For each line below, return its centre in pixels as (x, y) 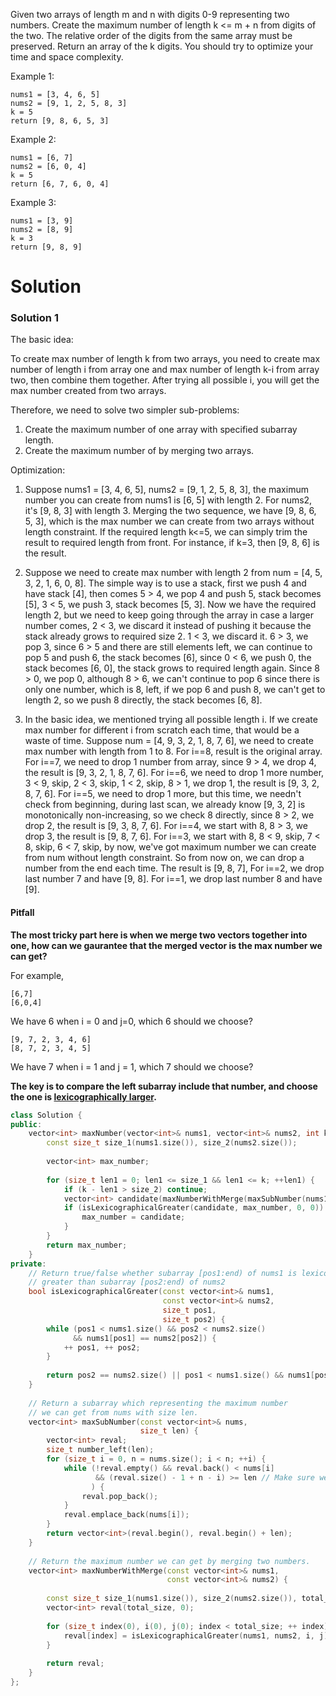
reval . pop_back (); (120, 1496)
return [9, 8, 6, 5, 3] (60, 121)
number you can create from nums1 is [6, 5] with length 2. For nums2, (168, 500)
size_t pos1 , (189, 1310)
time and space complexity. (67, 57)
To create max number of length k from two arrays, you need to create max (165, 359)
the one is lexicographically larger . (83, 1096)
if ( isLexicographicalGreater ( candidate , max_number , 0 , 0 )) (194, 1208)
